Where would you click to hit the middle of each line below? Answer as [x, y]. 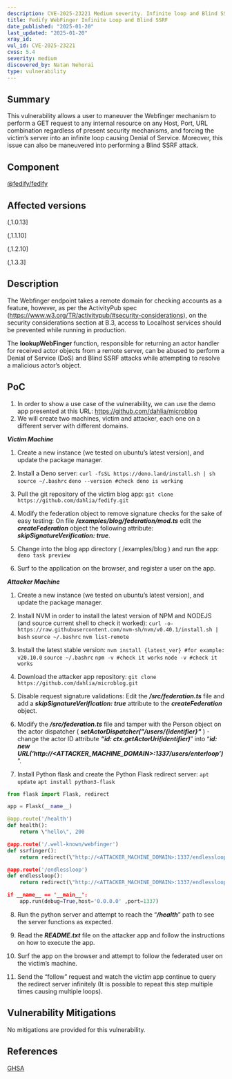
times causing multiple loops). [60, 991]
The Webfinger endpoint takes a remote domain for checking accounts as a [115, 300]
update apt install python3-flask [66, 782]
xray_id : [20, 39]
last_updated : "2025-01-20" [48, 33]
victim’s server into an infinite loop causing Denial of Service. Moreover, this [115, 138]
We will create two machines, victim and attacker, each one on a [108, 418]
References [32, 1052]
